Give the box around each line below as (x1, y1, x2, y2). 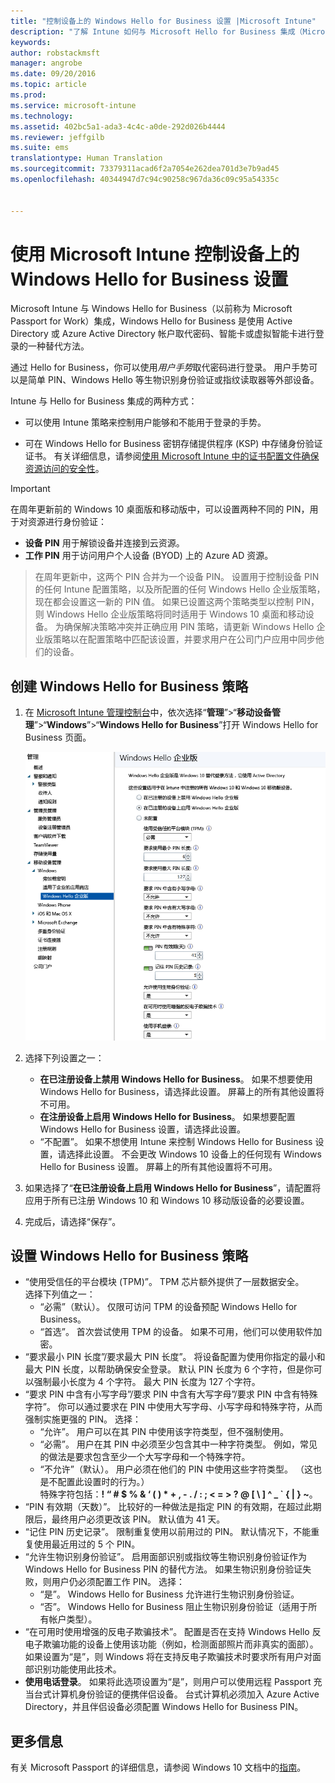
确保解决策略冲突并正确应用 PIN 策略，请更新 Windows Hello (63, 621, 315, 633)
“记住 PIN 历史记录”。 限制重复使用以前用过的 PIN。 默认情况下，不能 (24, 1526, 312, 1538)
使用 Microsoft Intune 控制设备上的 (10, 243, 300, 265)
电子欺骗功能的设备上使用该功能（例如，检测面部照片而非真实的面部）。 (24, 1638, 319, 1650)
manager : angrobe (10, 58, 83, 69)
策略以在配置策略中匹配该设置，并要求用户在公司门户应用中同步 (52, 633, 316, 645)
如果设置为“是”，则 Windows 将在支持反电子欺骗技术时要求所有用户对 (24, 1651, 313, 1663)
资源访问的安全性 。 (24, 463, 105, 475)
